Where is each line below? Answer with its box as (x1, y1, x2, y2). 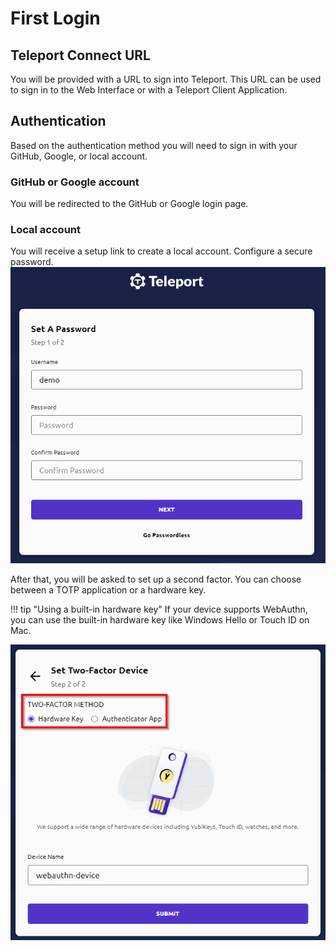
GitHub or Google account (10, 175, 140, 189)
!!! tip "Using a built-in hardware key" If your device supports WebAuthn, (10, 603, 308, 615)
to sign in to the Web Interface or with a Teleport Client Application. (10, 84, 288, 96)
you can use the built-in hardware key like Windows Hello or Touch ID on (10, 613, 310, 626)
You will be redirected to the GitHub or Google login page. (10, 198, 249, 210)
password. (10, 256, 54, 268)
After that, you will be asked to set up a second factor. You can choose (10, 573, 302, 585)
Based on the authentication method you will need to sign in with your (10, 139, 298, 151)
